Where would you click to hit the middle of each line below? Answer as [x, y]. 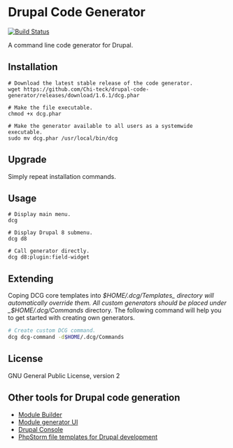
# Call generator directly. [49, 251]
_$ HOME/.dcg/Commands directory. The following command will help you [115, 310]
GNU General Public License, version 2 [64, 375]
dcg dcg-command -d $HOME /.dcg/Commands [66, 337]
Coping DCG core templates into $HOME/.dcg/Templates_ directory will [111, 296]
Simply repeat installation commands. [62, 176]
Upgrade [28, 160]
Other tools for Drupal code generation [94, 398]
